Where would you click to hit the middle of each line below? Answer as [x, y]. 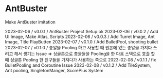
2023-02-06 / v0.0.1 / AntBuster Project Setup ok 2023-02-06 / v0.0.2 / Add [82, 31]
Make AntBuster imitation [30, 22]
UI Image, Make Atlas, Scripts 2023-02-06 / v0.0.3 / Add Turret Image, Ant [80, 37]
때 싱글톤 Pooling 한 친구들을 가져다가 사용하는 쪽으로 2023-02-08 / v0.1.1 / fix [81, 59]
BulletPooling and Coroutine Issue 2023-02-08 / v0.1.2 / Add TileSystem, [78, 65]
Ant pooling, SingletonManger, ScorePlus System [54, 70]
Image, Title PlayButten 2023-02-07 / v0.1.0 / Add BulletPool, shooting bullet [81, 41]
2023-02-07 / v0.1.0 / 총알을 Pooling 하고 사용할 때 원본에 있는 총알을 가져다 [79, 47]
